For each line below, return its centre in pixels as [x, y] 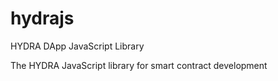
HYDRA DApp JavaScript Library [77, 46]
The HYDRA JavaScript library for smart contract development [139, 65]
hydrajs [42, 18]
